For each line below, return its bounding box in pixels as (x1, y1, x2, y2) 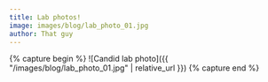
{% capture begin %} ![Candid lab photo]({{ (9, 54, 169, 64)
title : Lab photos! (9, 12, 82, 22)
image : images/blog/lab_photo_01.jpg (9, 21, 149, 30)
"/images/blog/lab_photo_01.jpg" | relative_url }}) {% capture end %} (9, 63, 260, 73)
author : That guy (9, 29, 74, 38)
